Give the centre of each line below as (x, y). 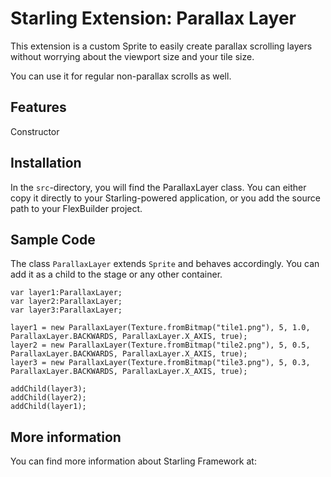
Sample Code (53, 239)
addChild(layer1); (48, 407)
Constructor (35, 131)
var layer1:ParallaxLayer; (66, 293)
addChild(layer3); (48, 389)
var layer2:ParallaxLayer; (66, 302)
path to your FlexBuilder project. (76, 208)
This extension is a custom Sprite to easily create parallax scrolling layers (161, 46)
